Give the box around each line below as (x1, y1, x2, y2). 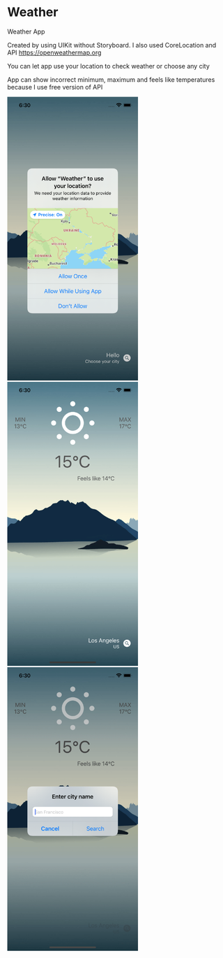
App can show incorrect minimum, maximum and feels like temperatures (7, 75, 215, 84)
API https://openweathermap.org (7, 48, 102, 57)
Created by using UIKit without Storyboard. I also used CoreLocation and (7, 41, 217, 49)
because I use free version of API (7, 83, 103, 91)
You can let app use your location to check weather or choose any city (7, 62, 210, 70)
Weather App (7, 27, 45, 36)
